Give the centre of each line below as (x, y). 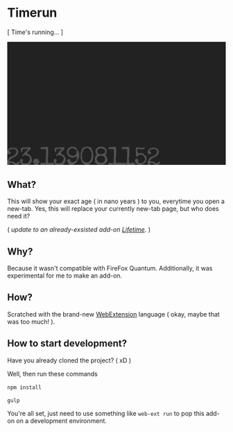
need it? (19, 216)
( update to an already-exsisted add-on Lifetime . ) (79, 230)
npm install (24, 387)
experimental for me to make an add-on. (65, 275)
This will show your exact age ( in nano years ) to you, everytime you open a (116, 201)
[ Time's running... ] (35, 32)
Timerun (32, 13)
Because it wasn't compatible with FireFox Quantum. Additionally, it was (110, 269)
